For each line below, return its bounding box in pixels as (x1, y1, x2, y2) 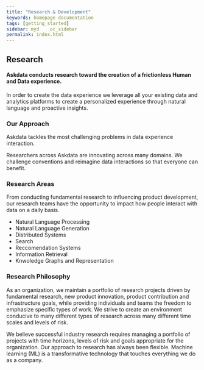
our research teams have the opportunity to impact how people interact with (6, 200, 198, 207)
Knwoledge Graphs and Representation (15, 257, 114, 265)
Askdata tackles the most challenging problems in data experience (6, 133, 174, 141)
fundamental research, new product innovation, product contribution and (6, 293, 189, 300)
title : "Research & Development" (6, 9, 91, 15)
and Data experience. (6, 77, 62, 85)
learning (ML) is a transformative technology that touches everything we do (6, 350, 196, 357)
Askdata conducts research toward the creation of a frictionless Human (6, 71, 192, 79)
